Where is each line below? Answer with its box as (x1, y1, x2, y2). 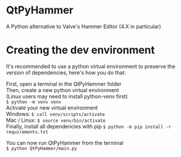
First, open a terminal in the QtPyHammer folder (6, 80, 122, 87)
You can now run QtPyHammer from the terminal (6, 139, 124, 146)
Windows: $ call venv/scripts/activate (6, 110, 105, 117)
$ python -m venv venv (6, 99, 62, 105)
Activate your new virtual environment (6, 104, 98, 111)
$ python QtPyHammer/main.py (6, 145, 77, 151)
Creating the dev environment (6, 43, 155, 57)
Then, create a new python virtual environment (6, 86, 119, 94)
